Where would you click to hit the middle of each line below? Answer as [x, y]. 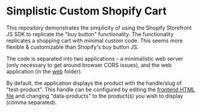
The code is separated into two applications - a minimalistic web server [95, 58]
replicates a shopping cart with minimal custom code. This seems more [95, 40]
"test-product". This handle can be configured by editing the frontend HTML [101, 89]
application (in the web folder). [44, 71]
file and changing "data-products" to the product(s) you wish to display [95, 96]
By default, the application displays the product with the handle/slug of [94, 83]
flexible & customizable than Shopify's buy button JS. [73, 47]
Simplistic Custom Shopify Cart [87, 11]
